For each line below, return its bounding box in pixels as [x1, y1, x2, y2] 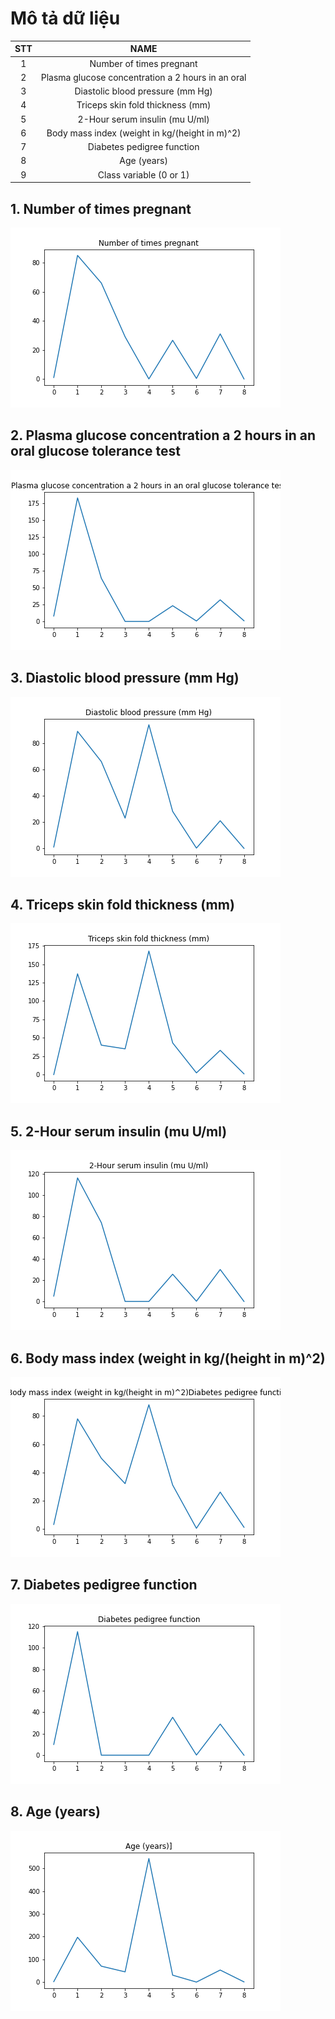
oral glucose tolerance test [10, 443, 181, 460]
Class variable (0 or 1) [97, 168, 190, 181]
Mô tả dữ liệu [10, 7, 121, 30]
